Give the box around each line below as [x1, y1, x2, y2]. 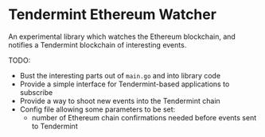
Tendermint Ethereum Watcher [8, 6, 217, 24]
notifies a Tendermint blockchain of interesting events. [8, 40, 187, 49]
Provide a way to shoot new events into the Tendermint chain [19, 96, 220, 105]
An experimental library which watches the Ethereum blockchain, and [8, 32, 236, 41]
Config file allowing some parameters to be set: [19, 105, 176, 114]
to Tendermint [31, 121, 78, 131]
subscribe [19, 87, 53, 97]
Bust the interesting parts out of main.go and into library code [19, 70, 221, 80]
